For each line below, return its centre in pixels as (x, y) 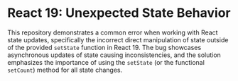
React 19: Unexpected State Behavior (119, 13)
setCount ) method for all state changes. (65, 70)
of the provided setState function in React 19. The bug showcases (104, 47)
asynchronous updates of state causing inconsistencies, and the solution (114, 55)
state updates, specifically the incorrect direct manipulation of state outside (118, 39)
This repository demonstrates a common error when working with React (113, 32)
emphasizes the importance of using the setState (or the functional (106, 62)
